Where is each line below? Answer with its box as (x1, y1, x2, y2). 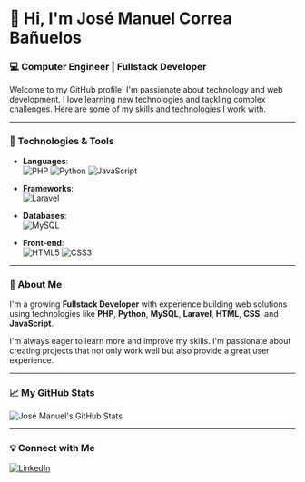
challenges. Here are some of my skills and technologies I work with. (9, 103, 266, 114)
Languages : (22, 155, 69, 166)
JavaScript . (9, 318, 54, 330)
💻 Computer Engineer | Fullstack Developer (9, 61, 207, 74)
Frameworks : (22, 182, 74, 193)
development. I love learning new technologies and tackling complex (9, 94, 266, 105)
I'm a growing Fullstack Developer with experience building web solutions (9, 299, 288, 310)
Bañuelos (9, 27, 82, 48)
